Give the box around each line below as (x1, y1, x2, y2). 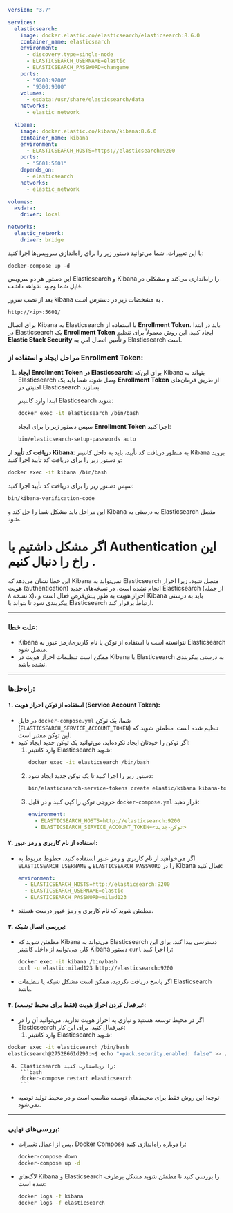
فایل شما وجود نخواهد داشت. (8, 281, 83, 290)
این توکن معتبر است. (17, 731, 72, 739)
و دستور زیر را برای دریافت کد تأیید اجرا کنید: (8, 455, 122, 463)
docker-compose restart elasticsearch (20, 1075, 132, 1082)
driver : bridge (20, 237, 64, 243)
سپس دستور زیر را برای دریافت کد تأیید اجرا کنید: (8, 481, 134, 490)
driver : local (20, 211, 61, 218)
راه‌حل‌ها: (8, 683, 35, 693)
